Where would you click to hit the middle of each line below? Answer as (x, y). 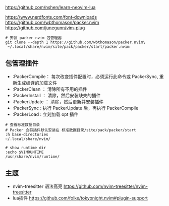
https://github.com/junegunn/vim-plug (45, 28)
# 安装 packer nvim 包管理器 (34, 38)
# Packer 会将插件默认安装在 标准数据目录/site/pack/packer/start (71, 130)
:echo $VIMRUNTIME (24, 152)
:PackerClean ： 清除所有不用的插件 (50, 89)
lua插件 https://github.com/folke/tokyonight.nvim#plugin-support (80, 198)
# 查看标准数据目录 (23, 125)
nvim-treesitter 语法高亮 (37, 186)
